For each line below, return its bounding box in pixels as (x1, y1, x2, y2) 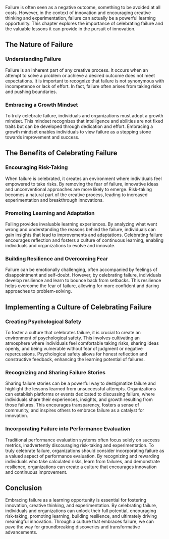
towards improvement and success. (5, 134, 80, 140)
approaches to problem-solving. (5, 288, 72, 294)
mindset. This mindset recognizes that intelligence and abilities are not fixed (5, 118, 163, 124)
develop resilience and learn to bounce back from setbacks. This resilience (5, 278, 161, 284)
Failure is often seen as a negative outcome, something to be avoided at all (5, 5, 160, 10)
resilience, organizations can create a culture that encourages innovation (5, 464, 157, 470)
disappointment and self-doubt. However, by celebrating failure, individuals (5, 272, 161, 278)
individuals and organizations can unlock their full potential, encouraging (5, 508, 156, 514)
